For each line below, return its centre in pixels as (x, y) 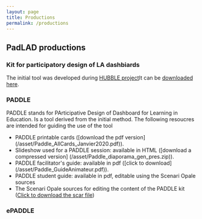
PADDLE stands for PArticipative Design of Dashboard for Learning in (92, 113)
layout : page (23, 12)
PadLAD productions (46, 47)
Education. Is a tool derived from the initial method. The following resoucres (100, 119)
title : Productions (31, 17)
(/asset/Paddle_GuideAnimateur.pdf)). (62, 170)
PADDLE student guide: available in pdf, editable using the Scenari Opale (105, 176)
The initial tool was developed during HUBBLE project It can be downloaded (99, 78)
